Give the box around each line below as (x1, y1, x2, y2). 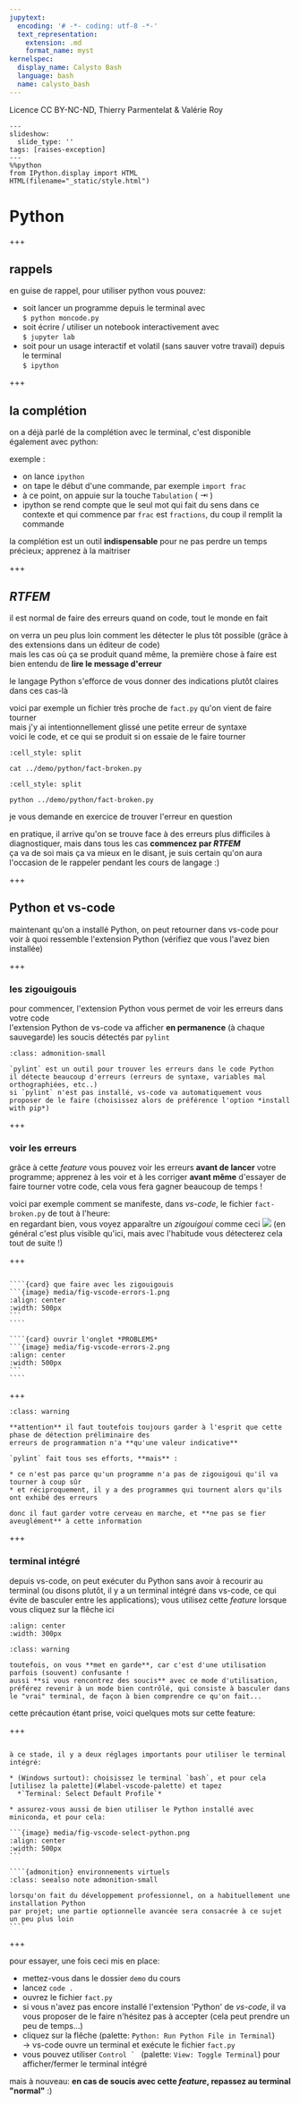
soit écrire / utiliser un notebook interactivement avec (21, 321, 219, 332)
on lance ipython (21, 471, 85, 482)
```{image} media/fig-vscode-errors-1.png (9, 1288, 170, 1297)
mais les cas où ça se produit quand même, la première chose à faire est (9, 649, 278, 659)
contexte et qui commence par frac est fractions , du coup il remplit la (21, 509, 283, 520)
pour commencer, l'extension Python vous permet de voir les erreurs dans (9, 1004, 284, 1014)
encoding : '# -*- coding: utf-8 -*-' (17, 21, 159, 30)
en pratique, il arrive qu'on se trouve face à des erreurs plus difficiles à (9, 829, 270, 839)
